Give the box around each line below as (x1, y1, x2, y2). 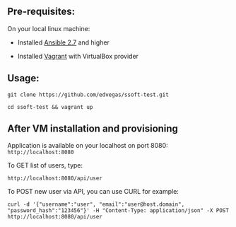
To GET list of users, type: (7, 161, 83, 170)
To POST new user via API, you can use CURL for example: (7, 187, 179, 196)
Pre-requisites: (7, 6, 76, 18)
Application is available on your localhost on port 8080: (7, 141, 168, 150)
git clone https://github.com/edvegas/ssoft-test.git (7, 91, 170, 98)
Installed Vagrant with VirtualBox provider (17, 52, 139, 60)
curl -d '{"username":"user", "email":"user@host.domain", (7, 201, 185, 208)
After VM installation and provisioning (7, 123, 179, 135)
